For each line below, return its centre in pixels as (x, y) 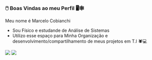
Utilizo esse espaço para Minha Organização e (60, 36)
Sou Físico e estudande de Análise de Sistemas (61, 30)
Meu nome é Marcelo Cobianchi (38, 21)
